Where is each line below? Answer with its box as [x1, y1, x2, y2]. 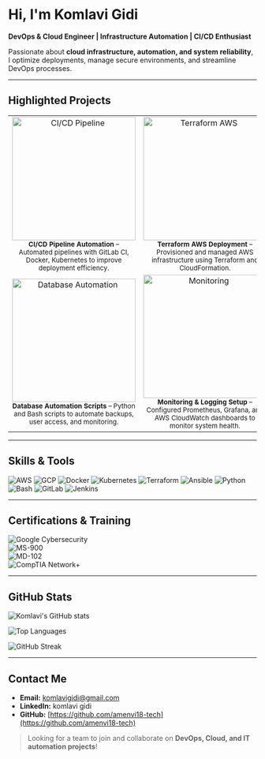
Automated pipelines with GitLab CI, [18, 247, 129, 256]
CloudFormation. [179, 263, 231, 272]
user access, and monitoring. [28, 417, 119, 426]
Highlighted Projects [8, 94, 112, 107]
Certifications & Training [8, 514, 132, 527]
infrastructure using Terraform [151, 255, 245, 264]
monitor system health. [169, 421, 241, 430]
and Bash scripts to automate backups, [13, 409, 134, 418]
